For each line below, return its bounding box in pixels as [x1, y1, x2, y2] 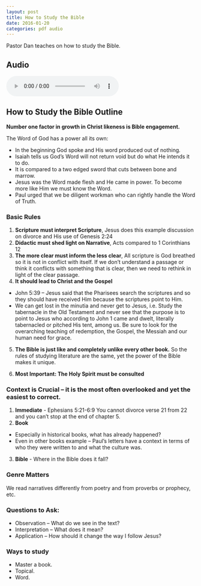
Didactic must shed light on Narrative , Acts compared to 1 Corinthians [14, 239, 191, 247]
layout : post [6, 8, 39, 15]
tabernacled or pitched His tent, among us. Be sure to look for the [14, 321, 178, 329]
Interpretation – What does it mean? [14, 526, 104, 534]
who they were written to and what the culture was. [14, 444, 142, 451]
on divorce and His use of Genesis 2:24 [14, 233, 113, 240]
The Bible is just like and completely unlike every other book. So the [14, 346, 187, 353]
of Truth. [14, 197, 37, 205]
